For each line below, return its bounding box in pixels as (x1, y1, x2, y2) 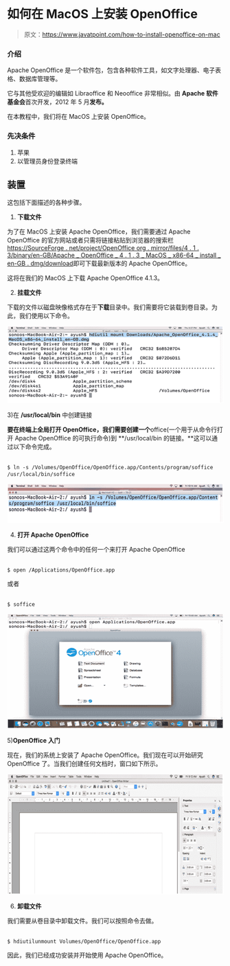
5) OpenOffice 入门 (7, 736, 60, 744)
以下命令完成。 (12, 442, 56, 451)
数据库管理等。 (19, 75, 62, 83)
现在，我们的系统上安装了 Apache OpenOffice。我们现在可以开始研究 (7, 750, 204, 759)
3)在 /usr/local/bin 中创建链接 (7, 411, 93, 419)
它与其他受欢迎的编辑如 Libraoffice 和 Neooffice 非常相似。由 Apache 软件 (7, 89, 218, 98)
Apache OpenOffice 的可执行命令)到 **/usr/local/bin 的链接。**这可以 (14, 434, 212, 442)
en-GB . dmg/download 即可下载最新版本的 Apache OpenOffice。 (7, 259, 191, 268)
